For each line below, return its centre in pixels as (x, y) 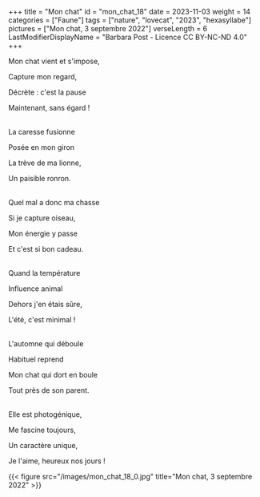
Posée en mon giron (41, 147)
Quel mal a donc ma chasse (54, 202)
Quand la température (44, 273)
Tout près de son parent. (49, 390)
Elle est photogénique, (45, 414)
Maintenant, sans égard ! (49, 108)
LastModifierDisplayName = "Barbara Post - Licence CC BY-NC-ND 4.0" (128, 37)
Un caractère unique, (43, 445)
